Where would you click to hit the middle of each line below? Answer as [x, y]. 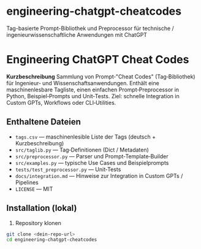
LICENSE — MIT [34, 189]
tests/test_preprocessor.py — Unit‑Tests [68, 169]
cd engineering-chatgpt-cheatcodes [52, 240]
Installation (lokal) [42, 208]
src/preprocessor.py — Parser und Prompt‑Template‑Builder [92, 156]
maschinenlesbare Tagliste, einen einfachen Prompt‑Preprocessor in [93, 90]
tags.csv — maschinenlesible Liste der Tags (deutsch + [85, 137]
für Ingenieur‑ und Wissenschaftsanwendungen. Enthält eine [83, 83]
